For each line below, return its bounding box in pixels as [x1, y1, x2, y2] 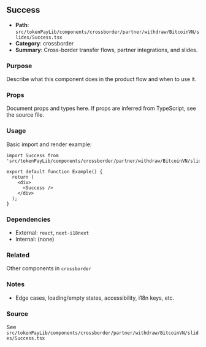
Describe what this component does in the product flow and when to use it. [6, 76, 197, 83]
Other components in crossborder [6, 265, 92, 272]
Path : [15, 21, 29, 28]
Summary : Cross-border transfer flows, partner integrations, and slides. [15, 46, 198, 53]
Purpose [6, 61, 32, 70]
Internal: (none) [15, 236, 55, 243]
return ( [12, 174, 34, 180]
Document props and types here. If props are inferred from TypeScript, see [6, 104, 196, 112]
